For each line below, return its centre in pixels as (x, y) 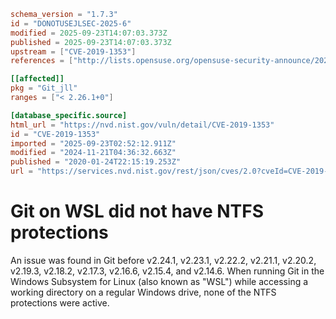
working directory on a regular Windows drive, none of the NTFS (143, 292)
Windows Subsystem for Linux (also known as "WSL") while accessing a (159, 281)
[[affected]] (37, 79)
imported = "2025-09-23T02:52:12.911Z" (93, 143)
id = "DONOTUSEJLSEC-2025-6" (71, 23)
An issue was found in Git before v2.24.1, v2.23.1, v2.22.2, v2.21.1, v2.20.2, (163, 260)
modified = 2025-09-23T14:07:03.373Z (89, 33)
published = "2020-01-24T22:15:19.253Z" (96, 162)
